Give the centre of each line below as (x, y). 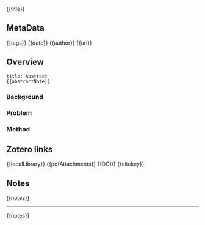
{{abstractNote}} (28, 81)
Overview (25, 62)
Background (25, 97)
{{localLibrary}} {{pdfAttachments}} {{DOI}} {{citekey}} (75, 164)
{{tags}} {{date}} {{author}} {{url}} (49, 43)
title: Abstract (27, 76)
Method (18, 130)
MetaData (25, 28)
